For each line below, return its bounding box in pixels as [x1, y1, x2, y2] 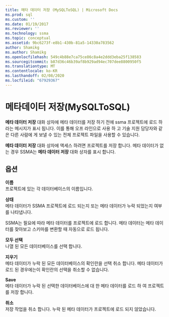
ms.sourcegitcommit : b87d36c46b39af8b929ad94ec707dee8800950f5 [5, 59, 142, 64]
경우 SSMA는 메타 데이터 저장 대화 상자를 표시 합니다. [10, 149, 116, 155]
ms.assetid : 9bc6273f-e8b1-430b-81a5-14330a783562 [5, 40, 114, 46]
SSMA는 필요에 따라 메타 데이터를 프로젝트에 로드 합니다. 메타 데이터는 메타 [5, 219, 154, 225]
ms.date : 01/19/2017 [5, 21, 49, 27]
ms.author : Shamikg [5, 50, 47, 55]
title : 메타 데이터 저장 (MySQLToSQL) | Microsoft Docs [5, 7, 118, 13]
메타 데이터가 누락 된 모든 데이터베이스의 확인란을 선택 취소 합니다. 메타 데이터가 [5, 260, 163, 266]
